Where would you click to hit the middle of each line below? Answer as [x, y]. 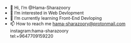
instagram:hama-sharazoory [39, 31]
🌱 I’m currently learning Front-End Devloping [56, 18]
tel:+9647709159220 [31, 36]
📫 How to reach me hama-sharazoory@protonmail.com [68, 24]
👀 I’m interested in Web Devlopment [47, 13]
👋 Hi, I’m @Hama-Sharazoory [40, 8]
